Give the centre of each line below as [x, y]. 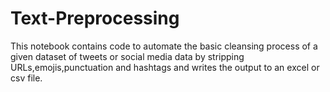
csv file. [26, 78]
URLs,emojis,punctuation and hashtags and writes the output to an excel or [165, 67]
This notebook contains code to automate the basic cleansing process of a [164, 46]
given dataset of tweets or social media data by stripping [127, 56]
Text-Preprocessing [95, 18]
